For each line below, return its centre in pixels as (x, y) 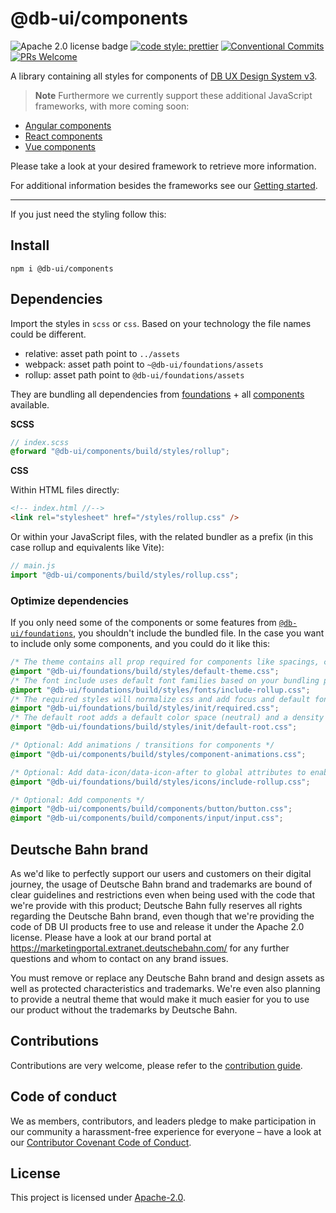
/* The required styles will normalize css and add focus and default (160, 699)
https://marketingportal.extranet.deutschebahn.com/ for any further (150, 948)
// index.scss (40, 442)
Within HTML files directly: (65, 490)
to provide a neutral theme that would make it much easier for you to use (160, 999)
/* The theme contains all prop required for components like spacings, (165, 662)
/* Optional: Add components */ (77, 800)
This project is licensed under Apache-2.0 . (98, 1198)
